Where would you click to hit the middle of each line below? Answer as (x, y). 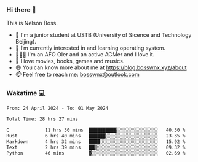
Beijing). (26, 42)
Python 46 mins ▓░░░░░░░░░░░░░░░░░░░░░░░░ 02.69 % (96, 153)
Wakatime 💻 (26, 93)
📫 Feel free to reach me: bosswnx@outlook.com (77, 75)
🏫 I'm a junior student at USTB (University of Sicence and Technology (103, 35)
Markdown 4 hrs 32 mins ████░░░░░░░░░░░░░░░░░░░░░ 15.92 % (96, 142)
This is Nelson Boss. (32, 23)
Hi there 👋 (22, 10)
